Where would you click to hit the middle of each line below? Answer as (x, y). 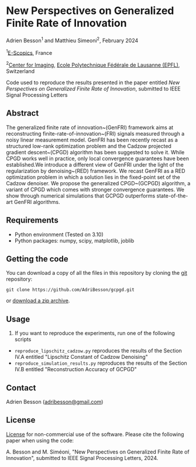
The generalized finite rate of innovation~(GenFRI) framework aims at (90, 127)
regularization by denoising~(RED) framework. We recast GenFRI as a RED (96, 171)
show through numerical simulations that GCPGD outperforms (81, 196)
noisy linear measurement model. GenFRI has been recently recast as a (92, 140)
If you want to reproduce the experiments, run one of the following (95, 333)
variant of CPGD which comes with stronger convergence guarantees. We (95, 189)
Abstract (23, 113)
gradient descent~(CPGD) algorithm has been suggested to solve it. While (95, 152)
